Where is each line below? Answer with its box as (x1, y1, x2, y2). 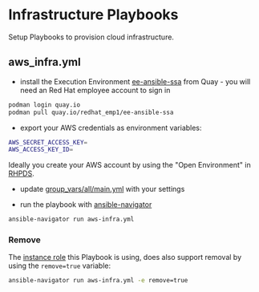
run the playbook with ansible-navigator (19, 200, 152, 209)
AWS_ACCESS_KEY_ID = (8, 146, 74, 154)
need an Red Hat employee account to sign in (19, 85, 171, 95)
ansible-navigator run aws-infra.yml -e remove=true (8, 277, 188, 285)
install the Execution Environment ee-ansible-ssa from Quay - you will (19, 76, 251, 86)
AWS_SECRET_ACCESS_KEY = (8, 138, 88, 146)
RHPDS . (8, 168, 34, 178)
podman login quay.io (8, 100, 81, 109)
